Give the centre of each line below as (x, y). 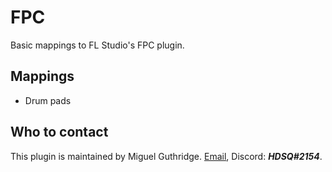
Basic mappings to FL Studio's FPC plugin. (97, 45)
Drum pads (48, 100)
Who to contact (59, 132)
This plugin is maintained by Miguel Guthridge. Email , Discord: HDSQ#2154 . (166, 156)
